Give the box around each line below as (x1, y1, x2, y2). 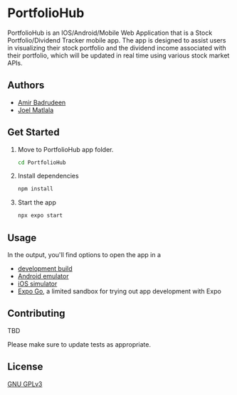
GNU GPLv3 (7, 379, 43, 388)
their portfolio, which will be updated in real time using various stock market (7, 51, 230, 60)
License (7, 361, 43, 373)
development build (17, 264, 73, 273)
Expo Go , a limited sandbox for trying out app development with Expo (17, 287, 222, 296)
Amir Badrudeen (17, 98, 66, 107)
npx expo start (17, 212, 63, 220)
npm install (17, 185, 53, 193)
